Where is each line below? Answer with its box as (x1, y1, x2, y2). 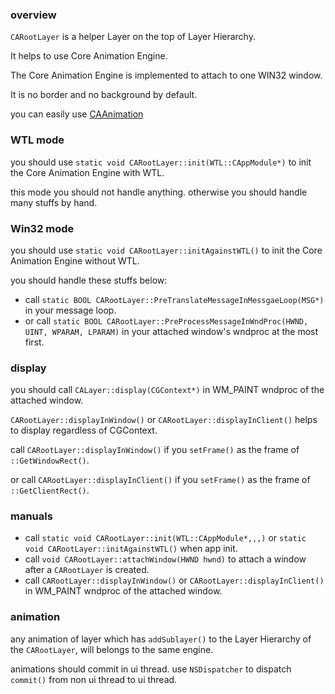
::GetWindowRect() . (10, 454, 90, 467)
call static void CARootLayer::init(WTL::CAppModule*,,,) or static (24, 532, 307, 544)
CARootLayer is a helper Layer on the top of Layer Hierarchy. (10, 31, 256, 43)
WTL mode (10, 133, 65, 147)
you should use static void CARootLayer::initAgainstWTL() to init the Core (10, 244, 323, 256)
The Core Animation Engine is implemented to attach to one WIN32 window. (10, 69, 323, 82)
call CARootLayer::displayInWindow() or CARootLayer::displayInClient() (24, 574, 325, 587)
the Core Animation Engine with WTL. (10, 166, 165, 178)
